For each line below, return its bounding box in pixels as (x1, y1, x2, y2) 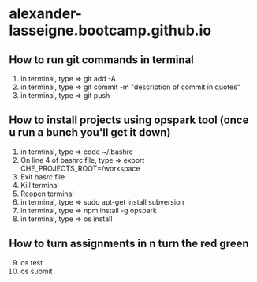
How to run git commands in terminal (9, 53, 194, 66)
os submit (20, 266, 53, 276)
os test (20, 258, 43, 267)
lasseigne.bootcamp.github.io (9, 21, 212, 39)
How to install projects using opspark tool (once (9, 114, 249, 127)
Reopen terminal (20, 189, 74, 198)
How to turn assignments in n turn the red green (9, 237, 249, 250)
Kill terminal (20, 180, 59, 190)
